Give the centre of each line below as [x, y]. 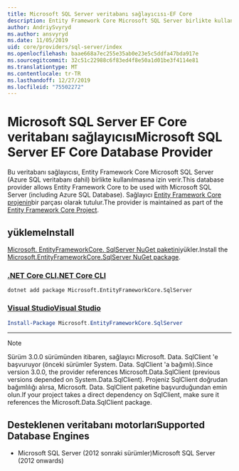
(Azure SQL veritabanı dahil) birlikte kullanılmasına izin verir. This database [116, 180]
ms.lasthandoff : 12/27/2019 [49, 80]
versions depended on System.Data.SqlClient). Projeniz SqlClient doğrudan [118, 380]
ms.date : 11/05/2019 [38, 41]
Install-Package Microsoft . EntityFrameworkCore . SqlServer [95, 323]
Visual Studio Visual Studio [54, 309]
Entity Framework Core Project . [53, 210]
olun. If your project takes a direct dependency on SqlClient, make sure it [113, 395]
